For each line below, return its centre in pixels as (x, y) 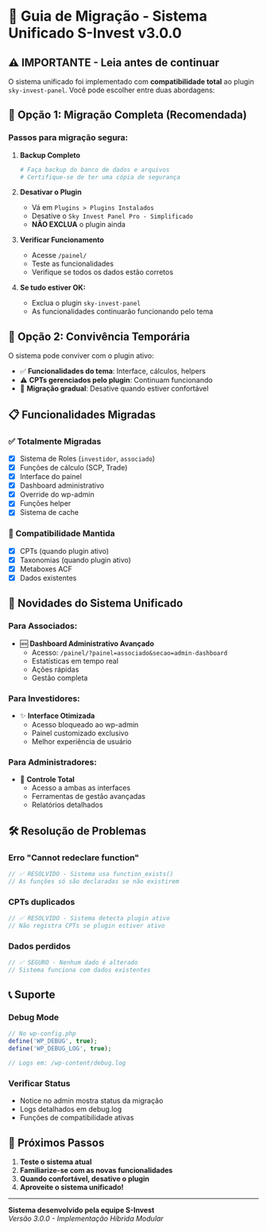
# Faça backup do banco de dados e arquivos (95, 169)
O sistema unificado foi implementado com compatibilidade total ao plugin (131, 82)
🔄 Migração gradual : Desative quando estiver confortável (114, 388)
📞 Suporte (32, 995)
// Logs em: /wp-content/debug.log (67, 1063)
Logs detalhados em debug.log (71, 1109)
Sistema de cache (49, 512)
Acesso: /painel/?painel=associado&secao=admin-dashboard (130, 653)
